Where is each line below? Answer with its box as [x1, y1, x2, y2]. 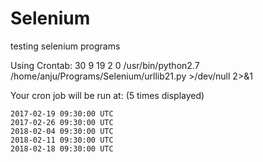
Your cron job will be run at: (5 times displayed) [10, 89, 205, 101]
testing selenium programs [10, 40, 121, 52]
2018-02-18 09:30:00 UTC [10, 143, 114, 154]
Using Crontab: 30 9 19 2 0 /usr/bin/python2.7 [10, 59, 200, 71]
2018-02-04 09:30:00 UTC [10, 126, 114, 136]
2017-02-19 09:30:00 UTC [10, 108, 114, 119]
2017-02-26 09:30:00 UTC [10, 117, 114, 127]
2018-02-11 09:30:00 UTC [10, 135, 114, 145]
